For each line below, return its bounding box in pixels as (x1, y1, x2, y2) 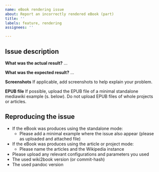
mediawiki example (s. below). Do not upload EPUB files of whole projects (5, 93, 153, 99)
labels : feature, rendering (5, 20, 62, 26)
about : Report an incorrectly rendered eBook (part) (5, 12, 114, 16)
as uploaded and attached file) (19, 136, 81, 141)
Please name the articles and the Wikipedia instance (19, 146, 124, 152)
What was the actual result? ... (5, 60, 68, 66)
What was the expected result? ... (5, 69, 74, 75)
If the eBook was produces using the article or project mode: (12, 141, 134, 147)
